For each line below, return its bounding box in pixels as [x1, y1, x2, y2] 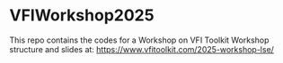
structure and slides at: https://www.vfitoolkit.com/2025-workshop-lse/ [9, 43, 274, 54]
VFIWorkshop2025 [9, 5, 155, 26]
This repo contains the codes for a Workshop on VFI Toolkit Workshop [9, 35, 270, 45]
